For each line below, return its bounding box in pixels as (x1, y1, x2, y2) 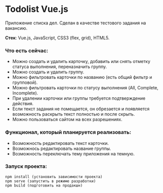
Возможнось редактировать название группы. (12, 145, 111, 151)
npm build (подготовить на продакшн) (5, 183, 83, 188)
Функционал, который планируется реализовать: (5, 129, 132, 136)
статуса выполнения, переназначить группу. (12, 64, 107, 70)
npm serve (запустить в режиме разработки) (5, 179, 96, 184)
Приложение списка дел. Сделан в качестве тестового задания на (5, 20, 146, 26)
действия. (12, 101, 34, 107)
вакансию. (5, 25, 28, 31)
